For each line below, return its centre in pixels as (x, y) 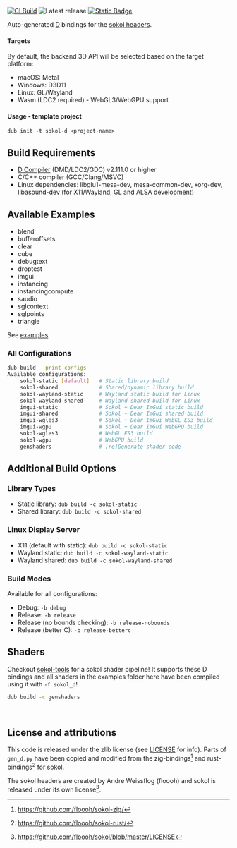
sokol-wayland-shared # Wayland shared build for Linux (110, 401)
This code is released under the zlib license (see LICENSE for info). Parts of (117, 750)
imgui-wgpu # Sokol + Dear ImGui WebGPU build (111, 427)
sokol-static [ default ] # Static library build (95, 381)
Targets (19, 41)
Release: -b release (47, 614)
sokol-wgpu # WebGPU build (81, 440)
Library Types (32, 489)
